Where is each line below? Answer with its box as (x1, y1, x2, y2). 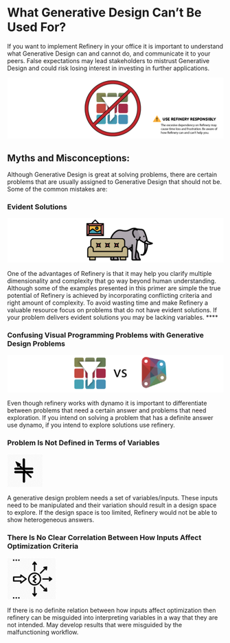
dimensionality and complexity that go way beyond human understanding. (7, 277, 216, 285)
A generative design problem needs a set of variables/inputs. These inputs (7, 494, 218, 502)
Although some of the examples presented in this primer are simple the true (7, 284, 221, 292)
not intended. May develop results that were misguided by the (7, 620, 183, 629)
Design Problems (7, 339, 66, 349)
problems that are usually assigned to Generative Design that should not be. (7, 177, 222, 186)
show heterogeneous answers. (7, 516, 95, 524)
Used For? (7, 19, 67, 35)
